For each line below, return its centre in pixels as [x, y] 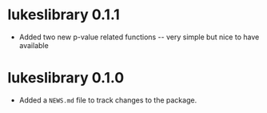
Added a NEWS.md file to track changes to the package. [108, 100]
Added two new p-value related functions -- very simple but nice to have [139, 37]
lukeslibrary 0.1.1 [64, 15]
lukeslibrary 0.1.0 [66, 78]
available [34, 45]
